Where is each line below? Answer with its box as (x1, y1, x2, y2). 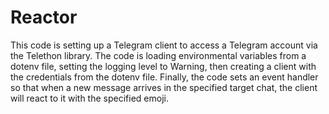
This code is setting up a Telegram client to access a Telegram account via (10, 39, 318, 51)
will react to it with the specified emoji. (10, 92, 169, 104)
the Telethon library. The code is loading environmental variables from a (10, 49, 307, 61)
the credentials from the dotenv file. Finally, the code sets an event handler (10, 71, 319, 83)
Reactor (10, 6, 78, 29)
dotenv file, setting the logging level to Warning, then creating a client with (10, 60, 317, 72)
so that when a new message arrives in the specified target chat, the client (10, 81, 318, 93)
